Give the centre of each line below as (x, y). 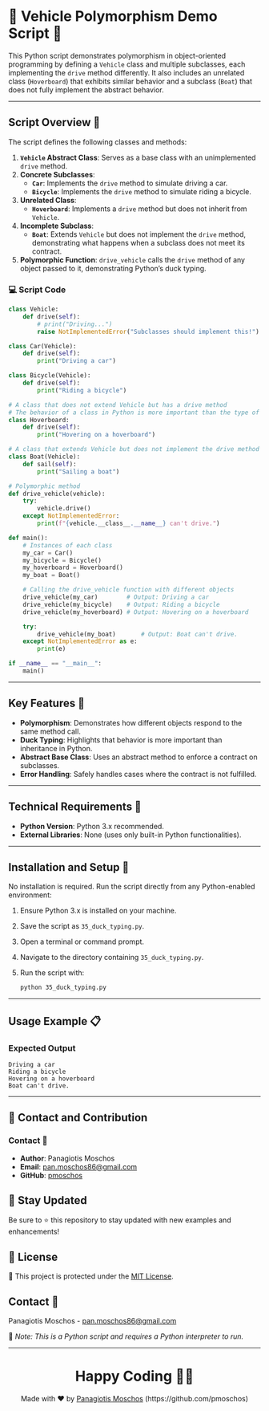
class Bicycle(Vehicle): (50, 376)
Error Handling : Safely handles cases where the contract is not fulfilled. (138, 774)
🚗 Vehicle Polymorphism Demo (113, 16)
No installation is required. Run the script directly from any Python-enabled (132, 887)
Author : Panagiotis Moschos (67, 1158)
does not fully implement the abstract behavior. (86, 89)
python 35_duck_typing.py (63, 988)
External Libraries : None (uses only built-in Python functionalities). (130, 835)
